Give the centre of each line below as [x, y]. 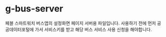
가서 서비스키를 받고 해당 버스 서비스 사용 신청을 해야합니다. [94, 29]
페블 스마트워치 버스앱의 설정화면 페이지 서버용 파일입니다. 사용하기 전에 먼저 [81, 23]
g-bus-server [34, 9]
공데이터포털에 [20, 29]
